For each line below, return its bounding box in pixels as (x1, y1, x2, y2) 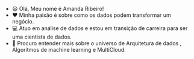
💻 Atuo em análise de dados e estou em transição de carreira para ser (11, 25, 188, 32)
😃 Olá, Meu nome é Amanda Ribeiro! (11, 5, 104, 12)
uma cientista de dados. (11, 33, 72, 40)
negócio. (11, 18, 34, 25)
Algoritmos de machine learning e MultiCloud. (11, 46, 127, 53)
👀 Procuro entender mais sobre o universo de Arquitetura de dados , (11, 40, 182, 47)
